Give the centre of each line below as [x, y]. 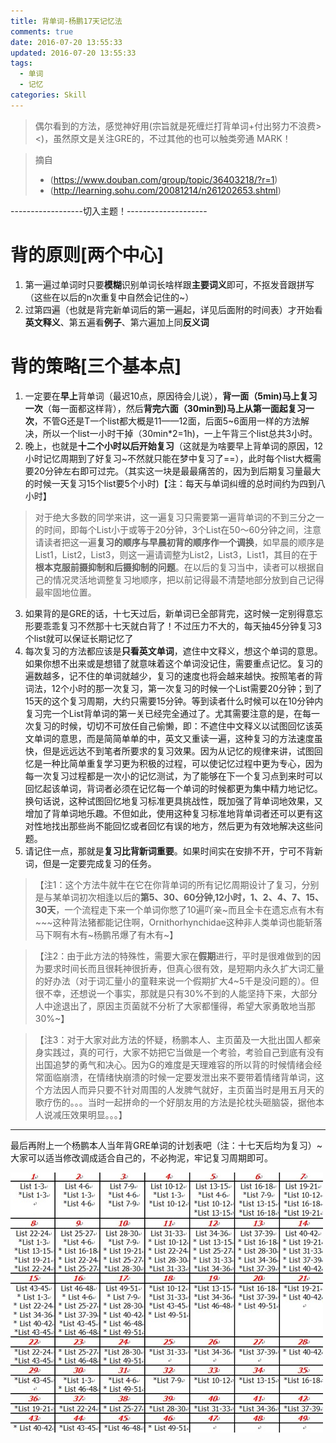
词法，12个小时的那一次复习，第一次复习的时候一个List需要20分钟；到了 [173, 688]
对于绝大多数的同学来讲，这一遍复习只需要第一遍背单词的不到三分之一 [179, 517]
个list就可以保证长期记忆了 [79, 638]
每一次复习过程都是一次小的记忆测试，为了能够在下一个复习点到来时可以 [173, 776]
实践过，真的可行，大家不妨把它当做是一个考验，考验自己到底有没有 [184, 1052]
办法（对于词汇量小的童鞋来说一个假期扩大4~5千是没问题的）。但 [186, 981]
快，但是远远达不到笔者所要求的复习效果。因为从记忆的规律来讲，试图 [169, 751]
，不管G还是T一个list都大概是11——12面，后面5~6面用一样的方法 [167, 421]
